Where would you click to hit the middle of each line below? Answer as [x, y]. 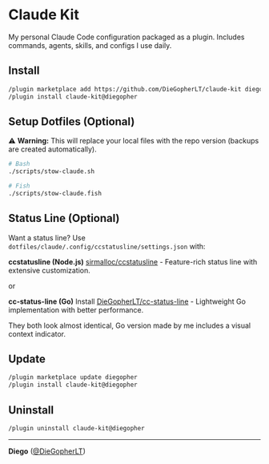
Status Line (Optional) [64, 218]
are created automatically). [53, 149]
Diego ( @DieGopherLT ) [47, 451]
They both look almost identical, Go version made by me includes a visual [129, 325]
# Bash [19, 164]
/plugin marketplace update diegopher [73, 377]
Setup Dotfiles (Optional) [72, 121]
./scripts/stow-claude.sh [51, 171]
